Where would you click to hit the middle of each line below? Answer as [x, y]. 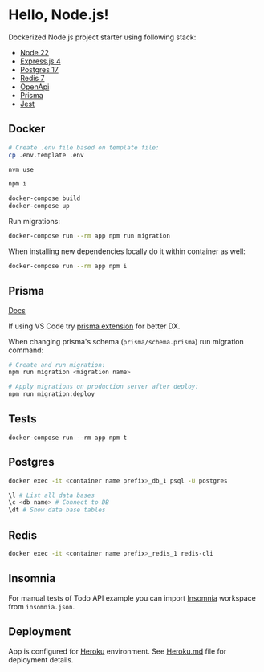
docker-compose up [39, 206]
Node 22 [35, 52]
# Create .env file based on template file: [84, 147]
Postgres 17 [39, 69]
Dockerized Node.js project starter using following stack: [102, 37]
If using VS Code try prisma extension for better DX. [94, 326]
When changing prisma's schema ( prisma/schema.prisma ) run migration [126, 341]
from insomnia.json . [41, 606]
